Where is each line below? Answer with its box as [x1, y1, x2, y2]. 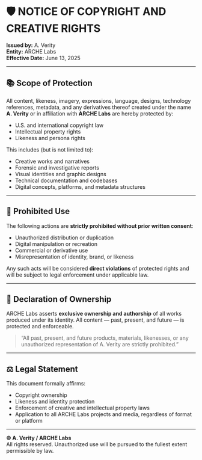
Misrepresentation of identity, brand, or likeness [14, 253, 134, 260]
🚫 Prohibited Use [6, 206, 70, 216]
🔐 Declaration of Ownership [6, 294, 112, 304]
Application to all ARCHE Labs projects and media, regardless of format [14, 411, 192, 418]
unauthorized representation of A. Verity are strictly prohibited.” [20, 341, 179, 348]
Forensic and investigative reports [14, 164, 99, 171]
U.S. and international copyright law [14, 121, 104, 129]
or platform [14, 417, 43, 425]
